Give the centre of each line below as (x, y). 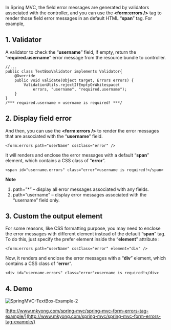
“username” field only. (36, 200)
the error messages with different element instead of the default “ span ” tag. (85, 234)
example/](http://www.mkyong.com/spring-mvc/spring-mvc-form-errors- (83, 316)
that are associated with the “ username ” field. (54, 136)
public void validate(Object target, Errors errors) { (74, 80)
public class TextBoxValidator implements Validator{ (64, 71)
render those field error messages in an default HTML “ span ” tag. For (79, 18)
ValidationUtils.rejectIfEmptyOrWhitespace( (72, 85)
